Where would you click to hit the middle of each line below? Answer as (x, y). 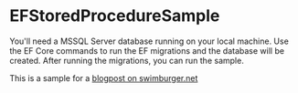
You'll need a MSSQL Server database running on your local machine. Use (149, 41)
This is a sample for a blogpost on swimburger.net (104, 77)
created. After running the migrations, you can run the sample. (127, 60)
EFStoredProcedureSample (115, 16)
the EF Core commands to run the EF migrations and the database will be (147, 50)
